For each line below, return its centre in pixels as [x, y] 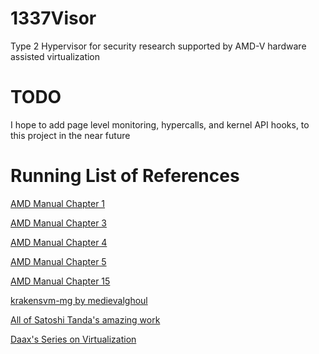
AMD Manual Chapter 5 [58, 261]
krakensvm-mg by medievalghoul [79, 300]
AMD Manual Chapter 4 [59, 242]
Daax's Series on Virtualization [73, 339]
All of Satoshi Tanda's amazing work [85, 319]
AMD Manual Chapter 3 [58, 223]
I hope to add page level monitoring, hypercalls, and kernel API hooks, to [160, 124]
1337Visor [53, 18]
